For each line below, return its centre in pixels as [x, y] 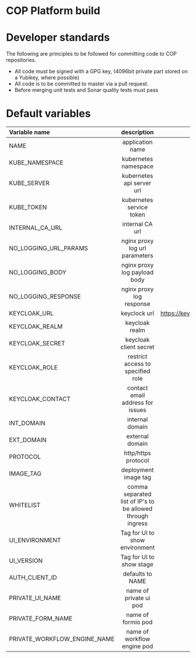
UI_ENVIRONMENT [35, 540]
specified [137, 371]
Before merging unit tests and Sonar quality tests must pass [86, 90]
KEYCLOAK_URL [32, 313]
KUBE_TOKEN [28, 207]
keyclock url [138, 313]
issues [138, 410]
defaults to [138, 574]
